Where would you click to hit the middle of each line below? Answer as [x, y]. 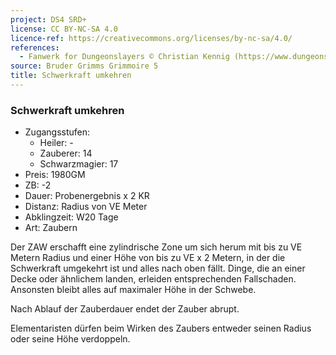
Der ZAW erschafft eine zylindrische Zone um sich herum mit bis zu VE [156, 247]
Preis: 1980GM [55, 175]
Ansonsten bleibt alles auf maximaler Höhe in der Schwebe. [133, 290]
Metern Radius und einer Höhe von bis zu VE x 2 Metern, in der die [148, 258]
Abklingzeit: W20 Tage [71, 217]
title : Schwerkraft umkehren [71, 76]
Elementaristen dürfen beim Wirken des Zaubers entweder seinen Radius [161, 328]
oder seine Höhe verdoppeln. [70, 339]
